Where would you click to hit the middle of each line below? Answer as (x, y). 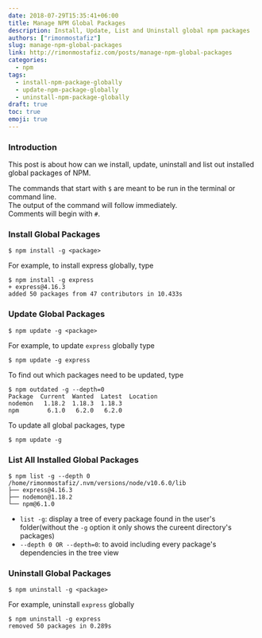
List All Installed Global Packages (73, 460)
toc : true (25, 112)
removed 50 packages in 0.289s (60, 626)
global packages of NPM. (50, 173)
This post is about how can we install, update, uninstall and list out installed (131, 165)
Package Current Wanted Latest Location (83, 396)
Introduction (33, 147)
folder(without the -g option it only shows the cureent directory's (125, 527)
